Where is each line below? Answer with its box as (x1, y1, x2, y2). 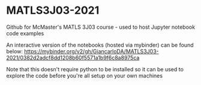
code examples (6, 29, 44, 37)
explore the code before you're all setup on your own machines (6, 72, 163, 79)
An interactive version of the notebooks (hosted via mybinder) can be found (6, 41, 194, 48)
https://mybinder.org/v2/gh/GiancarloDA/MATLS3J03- (23, 47, 159, 54)
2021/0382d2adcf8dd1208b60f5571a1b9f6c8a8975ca (6, 54, 140, 61)
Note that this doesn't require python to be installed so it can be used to (6, 65, 184, 72)
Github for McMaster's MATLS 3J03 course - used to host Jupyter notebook (6, 23, 196, 31)
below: (6, 47, 23, 54)
